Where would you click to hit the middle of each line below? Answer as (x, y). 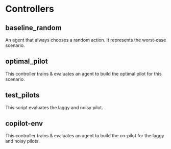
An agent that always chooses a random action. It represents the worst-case (86, 40)
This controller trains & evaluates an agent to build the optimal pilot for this (83, 73)
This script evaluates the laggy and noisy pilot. (54, 107)
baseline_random (34, 28)
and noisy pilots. (22, 141)
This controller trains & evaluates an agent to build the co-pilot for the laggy (85, 136)
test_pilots (22, 95)
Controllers (30, 9)
